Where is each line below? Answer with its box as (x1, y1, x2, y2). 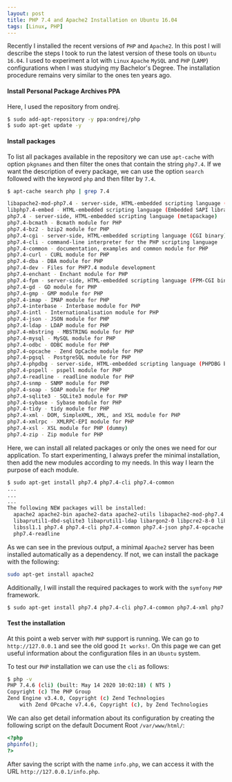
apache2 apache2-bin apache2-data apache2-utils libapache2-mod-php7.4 (13, 511, 224, 518)
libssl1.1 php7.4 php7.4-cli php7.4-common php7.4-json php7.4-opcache (13, 524, 224, 531)
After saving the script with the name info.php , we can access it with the (7, 760, 214, 768)
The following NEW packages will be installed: (7, 505, 147, 511)
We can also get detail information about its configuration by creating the (7, 714, 215, 722)
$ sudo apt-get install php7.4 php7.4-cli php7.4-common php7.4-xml (7, 604, 209, 611)
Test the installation (7, 619, 66, 627)
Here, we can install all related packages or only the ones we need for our (7, 443, 217, 452)
